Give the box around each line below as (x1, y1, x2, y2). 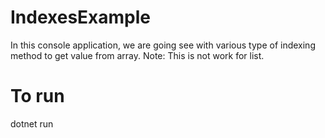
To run (10, 85, 65, 108)
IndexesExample (10, 6, 152, 29)
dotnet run (10, 117, 54, 130)
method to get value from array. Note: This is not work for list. (10, 49, 265, 61)
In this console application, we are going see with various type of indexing (10, 39, 316, 51)
